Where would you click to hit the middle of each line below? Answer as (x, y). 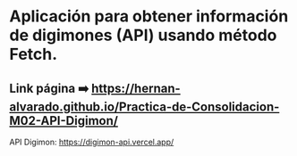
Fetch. (34, 54)
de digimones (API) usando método (143, 35)
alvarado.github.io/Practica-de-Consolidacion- (144, 107)
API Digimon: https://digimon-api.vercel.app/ (92, 142)
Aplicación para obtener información (149, 16)
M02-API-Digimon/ (64, 121)
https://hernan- (136, 88)
